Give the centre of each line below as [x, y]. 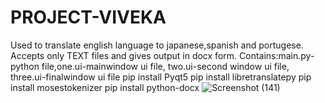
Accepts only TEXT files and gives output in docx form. [124, 55]
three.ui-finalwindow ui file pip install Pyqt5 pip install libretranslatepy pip [161, 77]
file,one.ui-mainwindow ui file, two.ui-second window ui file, [165, 66]
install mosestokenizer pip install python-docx [105, 87]
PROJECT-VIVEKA [88, 17]
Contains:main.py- [277, 55]
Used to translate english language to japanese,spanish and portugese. [157, 45]
